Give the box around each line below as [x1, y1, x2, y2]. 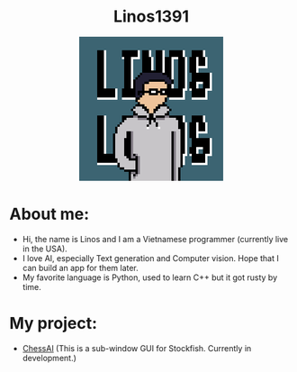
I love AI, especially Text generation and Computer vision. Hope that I [22, 252, 279, 263]
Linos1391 [112, 6, 190, 27]
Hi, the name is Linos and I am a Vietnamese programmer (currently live [22, 233, 289, 244]
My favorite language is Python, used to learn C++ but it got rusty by [22, 272, 278, 283]
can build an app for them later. [22, 262, 139, 273]
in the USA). [22, 243, 67, 254]
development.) [22, 352, 76, 363]
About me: [9, 204, 90, 224]
